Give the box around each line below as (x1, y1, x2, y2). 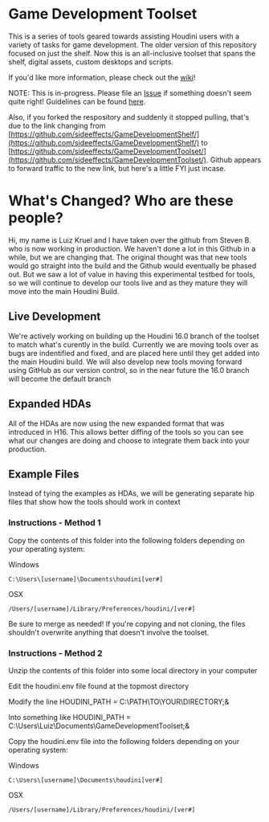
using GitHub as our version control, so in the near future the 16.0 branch (8, 365, 250, 374)
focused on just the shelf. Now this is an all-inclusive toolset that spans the (8, 48, 256, 58)
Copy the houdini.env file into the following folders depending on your (8, 736, 240, 746)
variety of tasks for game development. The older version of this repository (8, 39, 257, 49)
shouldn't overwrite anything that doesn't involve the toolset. (8, 628, 210, 637)
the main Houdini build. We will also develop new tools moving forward (8, 357, 243, 366)
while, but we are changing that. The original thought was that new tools (8, 252, 247, 262)
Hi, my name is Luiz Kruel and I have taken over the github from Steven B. (8, 235, 251, 245)
